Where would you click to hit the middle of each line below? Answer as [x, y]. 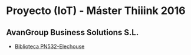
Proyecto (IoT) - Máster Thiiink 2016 [96, 11]
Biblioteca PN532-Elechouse [50, 46]
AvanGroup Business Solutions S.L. [73, 32]
